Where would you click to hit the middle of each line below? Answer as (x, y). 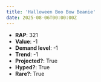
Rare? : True (30, 73)
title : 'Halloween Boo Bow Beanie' (51, 12)
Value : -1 (26, 41)
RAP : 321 (26, 35)
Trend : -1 (26, 54)
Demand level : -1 (37, 48)
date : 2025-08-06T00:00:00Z (42, 18)
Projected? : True (36, 61)
